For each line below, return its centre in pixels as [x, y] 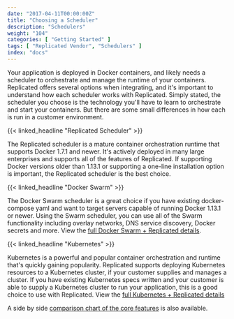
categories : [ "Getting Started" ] [59, 40]
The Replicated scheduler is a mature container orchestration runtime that [114, 144]
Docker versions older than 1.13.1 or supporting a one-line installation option [116, 166]
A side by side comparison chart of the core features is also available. [108, 308]
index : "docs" [28, 53]
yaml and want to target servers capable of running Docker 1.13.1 [129, 208]
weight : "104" [28, 33]
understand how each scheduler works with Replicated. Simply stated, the [114, 94]
